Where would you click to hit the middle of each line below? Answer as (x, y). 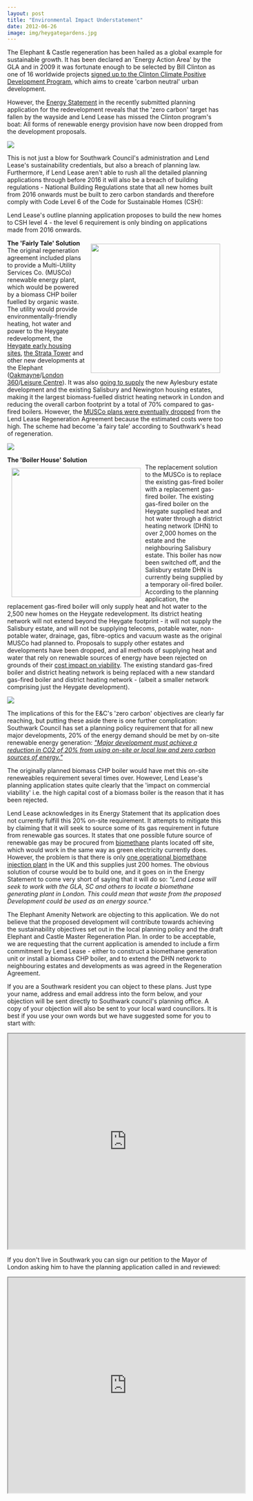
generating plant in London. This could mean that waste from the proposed (114, 894)
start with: (21, 1023)
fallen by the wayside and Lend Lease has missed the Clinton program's (109, 117)
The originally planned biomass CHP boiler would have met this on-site (108, 771)
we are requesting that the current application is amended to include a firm (113, 944)
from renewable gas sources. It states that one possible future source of (110, 836)
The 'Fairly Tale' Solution (44, 243)
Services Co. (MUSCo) (39, 272)
